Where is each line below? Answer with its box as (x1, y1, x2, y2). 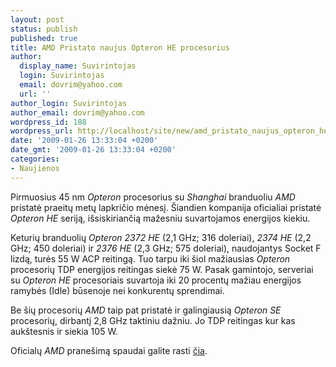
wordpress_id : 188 (10, 117, 87, 127)
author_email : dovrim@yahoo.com (10, 107, 145, 118)
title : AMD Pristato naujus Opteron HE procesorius (10, 42, 230, 53)
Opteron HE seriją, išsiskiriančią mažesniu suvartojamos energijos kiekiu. (10, 212, 311, 224)
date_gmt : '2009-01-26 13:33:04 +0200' (10, 145, 177, 155)
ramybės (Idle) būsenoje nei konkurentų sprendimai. (10, 284, 225, 296)
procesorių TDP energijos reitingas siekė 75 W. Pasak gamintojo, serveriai (10, 263, 314, 275)
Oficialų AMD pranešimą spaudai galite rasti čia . (10, 344, 208, 356)
